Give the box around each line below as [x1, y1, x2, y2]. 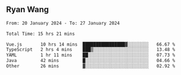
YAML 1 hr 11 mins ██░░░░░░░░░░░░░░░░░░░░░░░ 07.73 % [6, 52, 176, 58]
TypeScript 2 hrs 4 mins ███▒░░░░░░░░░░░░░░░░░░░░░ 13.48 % [6, 47, 176, 53]
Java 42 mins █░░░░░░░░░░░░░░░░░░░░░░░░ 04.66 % [6, 58, 176, 64]
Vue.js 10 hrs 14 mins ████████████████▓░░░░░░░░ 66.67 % [6, 41, 176, 47]
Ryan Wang [6, 5, 49, 15]
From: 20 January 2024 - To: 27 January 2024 [6, 20, 120, 26]
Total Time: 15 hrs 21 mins [6, 30, 75, 37]
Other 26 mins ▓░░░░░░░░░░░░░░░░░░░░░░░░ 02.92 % [6, 63, 176, 69]
